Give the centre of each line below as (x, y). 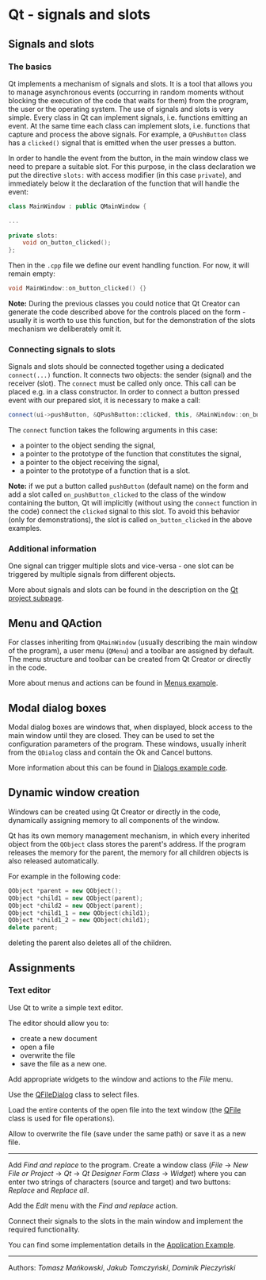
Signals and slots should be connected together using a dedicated (116, 367)
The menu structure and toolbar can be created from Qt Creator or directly (130, 659)
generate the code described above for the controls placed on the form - (127, 312)
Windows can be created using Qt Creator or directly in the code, (115, 812)
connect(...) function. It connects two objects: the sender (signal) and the (130, 375)
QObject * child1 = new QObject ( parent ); (76, 898)
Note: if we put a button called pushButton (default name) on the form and (129, 486)
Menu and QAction (55, 623)
